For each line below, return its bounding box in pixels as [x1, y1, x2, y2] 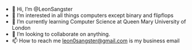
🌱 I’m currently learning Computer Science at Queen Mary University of [11, 18, 187, 25]
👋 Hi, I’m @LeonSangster [11, 6, 73, 12]
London [11, 24, 31, 31]
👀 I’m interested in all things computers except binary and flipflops [11, 12, 174, 19]
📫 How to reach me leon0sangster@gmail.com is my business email [11, 37, 180, 44]
